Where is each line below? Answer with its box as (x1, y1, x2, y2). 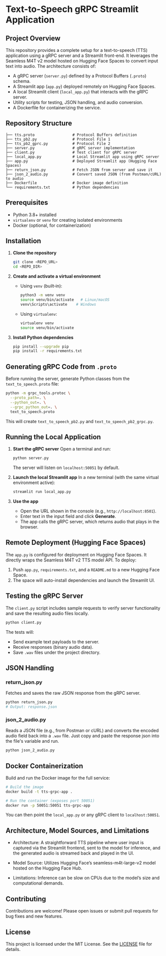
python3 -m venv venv (20, 293, 65, 298)
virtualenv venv (20, 321, 54, 326)
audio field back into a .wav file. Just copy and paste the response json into (5, 733, 160, 739)
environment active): (12, 479, 55, 485)
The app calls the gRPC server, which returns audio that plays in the (20, 518, 160, 525)
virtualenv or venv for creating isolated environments (12, 217, 123, 223)
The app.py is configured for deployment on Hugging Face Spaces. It (5, 551, 147, 557)
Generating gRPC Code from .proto (5, 362, 117, 371)
